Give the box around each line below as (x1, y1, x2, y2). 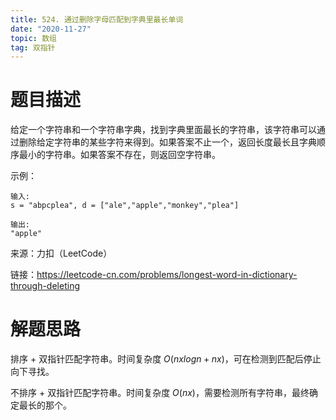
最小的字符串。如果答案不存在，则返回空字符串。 (18, 149, 221, 161)
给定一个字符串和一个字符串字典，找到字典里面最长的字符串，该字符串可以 (10, 124, 317, 136)
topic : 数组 (10, 33, 57, 43)
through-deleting (10, 280, 80, 292)
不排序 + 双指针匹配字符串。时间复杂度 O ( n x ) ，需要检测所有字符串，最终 (10, 387, 310, 399)
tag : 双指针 (10, 42, 56, 53)
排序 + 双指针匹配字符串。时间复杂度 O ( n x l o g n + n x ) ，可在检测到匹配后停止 (10, 353, 322, 365)
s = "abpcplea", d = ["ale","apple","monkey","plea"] (10, 201, 240, 211)
